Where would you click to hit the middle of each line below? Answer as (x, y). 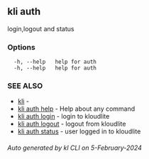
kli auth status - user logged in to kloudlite (79, 131)
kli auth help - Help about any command (76, 109)
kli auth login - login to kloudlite (64, 116)
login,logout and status (41, 28)
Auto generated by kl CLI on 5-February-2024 (74, 148)
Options (21, 47)
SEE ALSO (25, 86)
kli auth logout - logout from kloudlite (72, 124)
